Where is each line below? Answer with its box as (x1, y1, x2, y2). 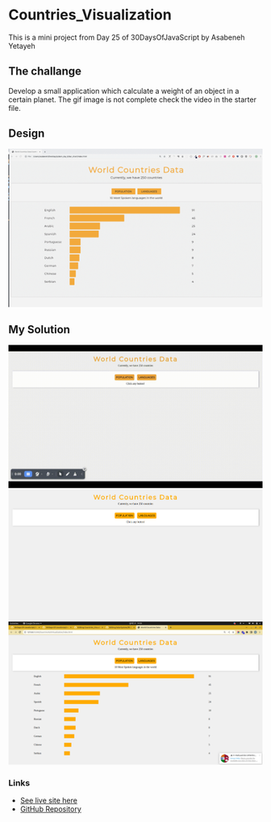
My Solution (8, 323, 71, 337)
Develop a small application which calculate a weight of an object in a (8, 86, 240, 95)
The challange (8, 65, 82, 78)
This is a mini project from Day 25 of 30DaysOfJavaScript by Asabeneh (8, 32, 245, 42)
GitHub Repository (19, 804, 82, 814)
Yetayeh (8, 40, 35, 50)
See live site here (19, 795, 78, 806)
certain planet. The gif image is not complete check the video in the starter (8, 95, 256, 104)
